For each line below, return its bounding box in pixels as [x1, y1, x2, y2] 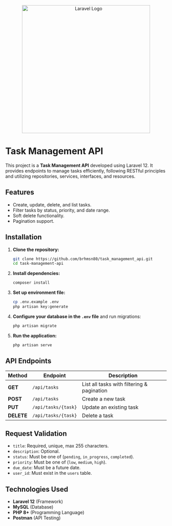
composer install [12, 280, 50, 285]
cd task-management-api [12, 261, 64, 266]
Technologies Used [5, 485, 68, 494]
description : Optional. [12, 448, 60, 454]
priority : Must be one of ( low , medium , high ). [12, 459, 107, 466]
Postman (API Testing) [12, 515, 61, 521]
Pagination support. [12, 218, 55, 224]
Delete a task [81, 412, 114, 419]
